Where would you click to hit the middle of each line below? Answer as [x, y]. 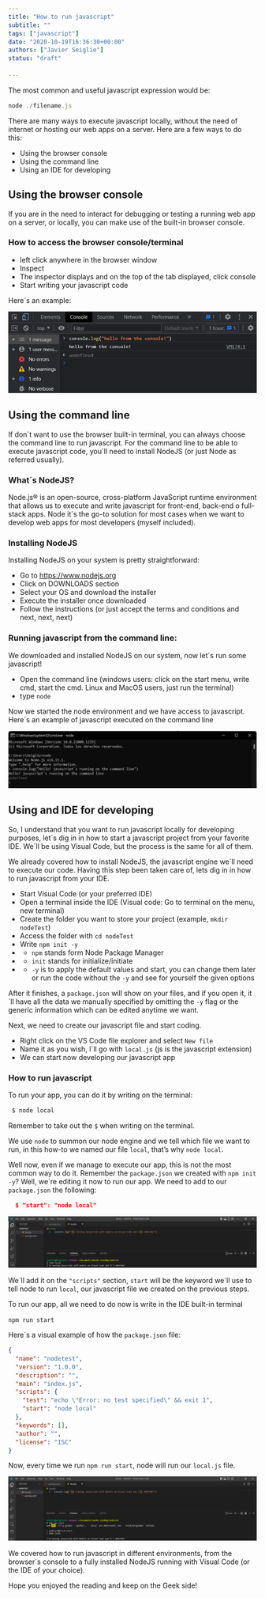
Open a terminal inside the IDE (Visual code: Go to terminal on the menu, [137, 902]
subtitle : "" [30, 25]
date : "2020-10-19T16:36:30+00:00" [67, 42]
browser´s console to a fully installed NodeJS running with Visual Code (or [129, 1562]
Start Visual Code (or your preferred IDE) [86, 893]
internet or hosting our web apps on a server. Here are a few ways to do [125, 129]
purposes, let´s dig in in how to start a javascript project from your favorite [129, 838]
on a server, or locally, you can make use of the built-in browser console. [127, 222]
